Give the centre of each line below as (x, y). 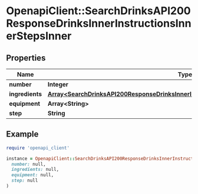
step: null (25, 181)
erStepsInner (39, 36)
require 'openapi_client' (38, 148)
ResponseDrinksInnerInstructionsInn (99, 23)
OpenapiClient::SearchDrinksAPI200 (98, 11)
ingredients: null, (35, 170)
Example (22, 134)
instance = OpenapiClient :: (41, 159)
